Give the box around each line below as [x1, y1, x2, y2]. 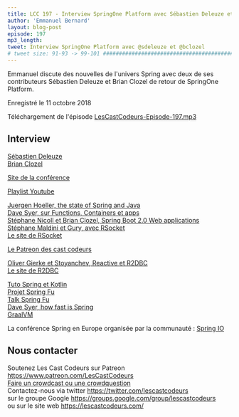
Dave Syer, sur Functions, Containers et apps [7, 208, 140, 217]
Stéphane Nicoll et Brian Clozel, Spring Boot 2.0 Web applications [7, 216, 200, 224]
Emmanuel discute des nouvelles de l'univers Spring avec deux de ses [7, 69, 214, 78]
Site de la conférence [7, 173, 70, 181]
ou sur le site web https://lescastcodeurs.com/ [7, 401, 144, 410]
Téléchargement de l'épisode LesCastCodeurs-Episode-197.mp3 [7, 112, 197, 121]
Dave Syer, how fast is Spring [7, 302, 94, 311]
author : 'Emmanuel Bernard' [7, 17, 91, 24]
